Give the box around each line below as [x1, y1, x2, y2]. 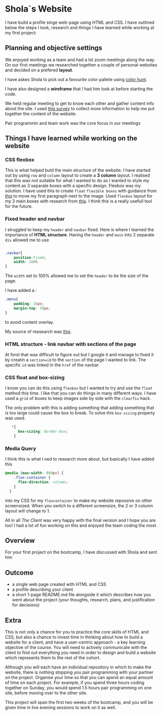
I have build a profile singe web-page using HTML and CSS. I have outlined [5, 19, 155, 25]
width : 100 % [14, 260, 38, 265]
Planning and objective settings [5, 44, 103, 52]
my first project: [5, 30, 37, 35]
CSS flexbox [5, 156, 35, 163]
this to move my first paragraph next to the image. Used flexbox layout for [5, 193, 153, 199]
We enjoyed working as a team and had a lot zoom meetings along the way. [5, 57, 156, 63]
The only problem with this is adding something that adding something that [5, 405, 155, 411]
